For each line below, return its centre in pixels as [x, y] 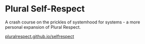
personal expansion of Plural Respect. [43, 27]
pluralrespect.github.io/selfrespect [40, 36]
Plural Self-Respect [45, 9]
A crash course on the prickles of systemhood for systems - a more [73, 22]
